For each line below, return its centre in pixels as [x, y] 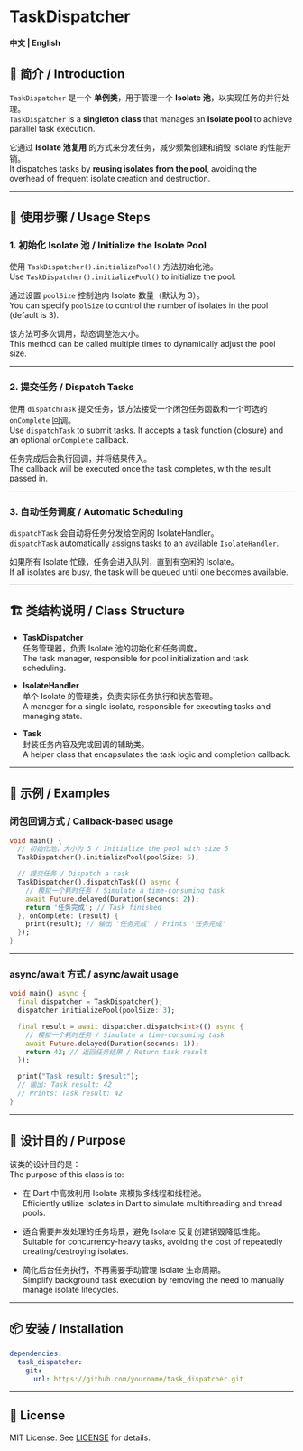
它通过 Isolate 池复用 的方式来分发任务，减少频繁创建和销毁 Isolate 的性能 [147, 147]
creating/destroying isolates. [75, 1251]
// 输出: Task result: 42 [65, 1085]
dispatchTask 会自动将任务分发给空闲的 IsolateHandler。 [114, 533]
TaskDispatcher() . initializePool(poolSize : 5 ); [109, 857]
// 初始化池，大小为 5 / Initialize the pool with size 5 [123, 849]
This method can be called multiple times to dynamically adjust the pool [142, 344]
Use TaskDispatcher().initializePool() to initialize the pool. [123, 276]
